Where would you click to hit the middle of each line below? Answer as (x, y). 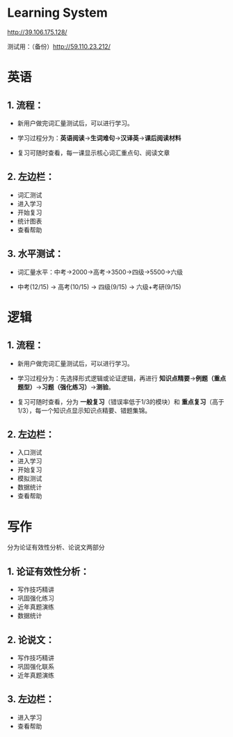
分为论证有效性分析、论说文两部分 (56, 548)
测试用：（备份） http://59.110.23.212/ (59, 46)
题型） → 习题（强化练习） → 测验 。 (66, 387)
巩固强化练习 (35, 598)
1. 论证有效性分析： (48, 572)
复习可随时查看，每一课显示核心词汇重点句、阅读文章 (94, 153)
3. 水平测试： (35, 254)
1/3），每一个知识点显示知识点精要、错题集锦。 (84, 410)
